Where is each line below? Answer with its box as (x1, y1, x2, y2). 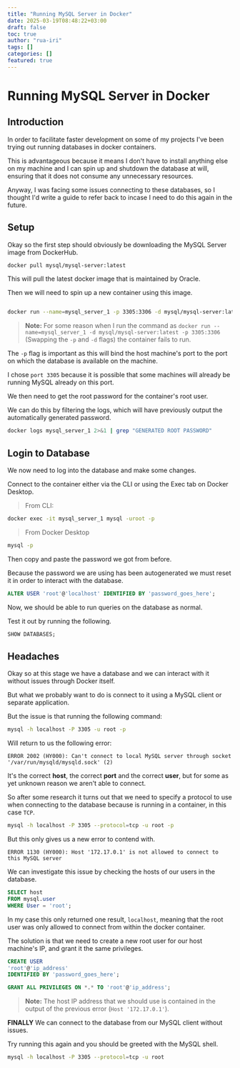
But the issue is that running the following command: (7, 712, 163, 721)
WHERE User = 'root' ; (7, 902, 72, 909)
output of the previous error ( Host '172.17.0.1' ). (24, 1004, 169, 1013)
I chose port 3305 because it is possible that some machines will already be (7, 371, 231, 379)
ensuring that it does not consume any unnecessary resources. (7, 171, 194, 180)
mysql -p (7, 542, 34, 549)
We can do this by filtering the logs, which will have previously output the (7, 406, 223, 414)
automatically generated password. (7, 414, 111, 422)
